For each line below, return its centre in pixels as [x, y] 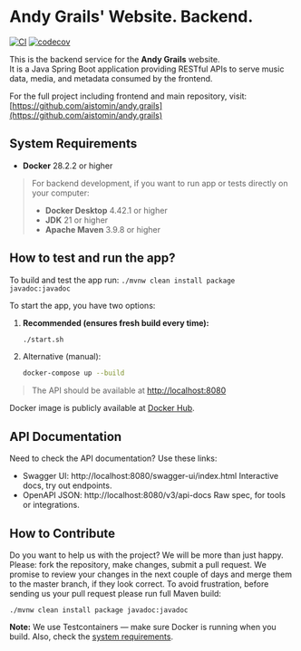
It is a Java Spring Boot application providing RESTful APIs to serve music [147, 69]
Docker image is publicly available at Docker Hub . [102, 408]
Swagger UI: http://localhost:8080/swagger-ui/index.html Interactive [150, 476]
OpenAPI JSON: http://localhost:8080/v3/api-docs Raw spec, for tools [154, 495]
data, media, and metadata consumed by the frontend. [111, 78]
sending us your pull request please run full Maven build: [116, 593]
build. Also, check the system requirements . [92, 637]
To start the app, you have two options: [83, 305]
